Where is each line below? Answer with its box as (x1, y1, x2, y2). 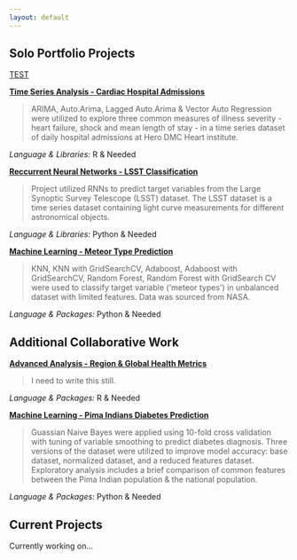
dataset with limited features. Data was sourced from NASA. (30, 292, 251, 303)
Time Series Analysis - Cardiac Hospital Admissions (9, 86, 206, 98)
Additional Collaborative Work (9, 335, 179, 350)
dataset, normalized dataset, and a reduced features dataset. (30, 455, 254, 466)
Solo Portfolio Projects (9, 46, 136, 61)
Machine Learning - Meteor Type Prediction (9, 246, 174, 257)
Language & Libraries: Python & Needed (9, 229, 157, 240)
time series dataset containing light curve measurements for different (30, 202, 285, 213)
